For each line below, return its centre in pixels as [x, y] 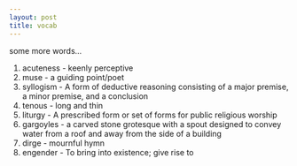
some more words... [46, 50]
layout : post [33, 17]
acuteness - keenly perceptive [78, 68]
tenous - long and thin [63, 105]
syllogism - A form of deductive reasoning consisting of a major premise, [155, 87]
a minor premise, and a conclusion [85, 96]
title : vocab [33, 26]
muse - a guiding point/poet [73, 77]
